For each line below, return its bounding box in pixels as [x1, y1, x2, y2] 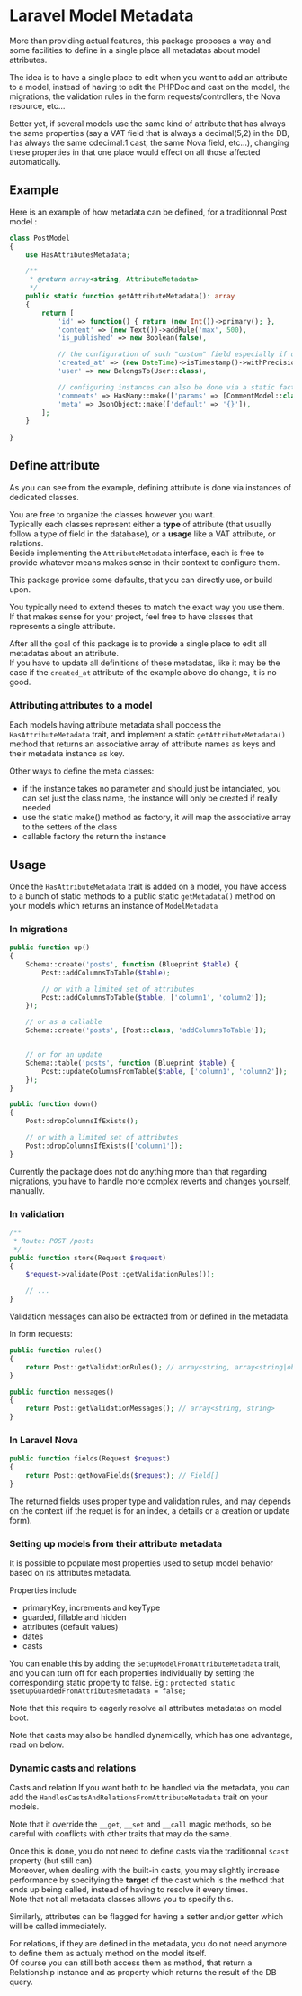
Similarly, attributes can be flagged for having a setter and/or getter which [9, 1911, 284, 1922]
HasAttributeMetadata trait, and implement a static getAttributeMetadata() [9, 729, 286, 740]
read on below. [9, 1739, 65, 1750]
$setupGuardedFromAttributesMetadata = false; [9, 1687, 187, 1696]
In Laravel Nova [9, 1433, 78, 1446]
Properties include [9, 1585, 78, 1596]
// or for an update [25, 1050, 102, 1059]
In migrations [9, 922, 69, 935]
